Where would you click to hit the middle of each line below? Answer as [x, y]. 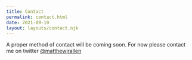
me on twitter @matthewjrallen [44, 51]
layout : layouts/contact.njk [42, 28]
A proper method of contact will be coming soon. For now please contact [96, 45]
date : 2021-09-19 [28, 22]
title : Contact [25, 11]
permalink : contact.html [37, 17]
